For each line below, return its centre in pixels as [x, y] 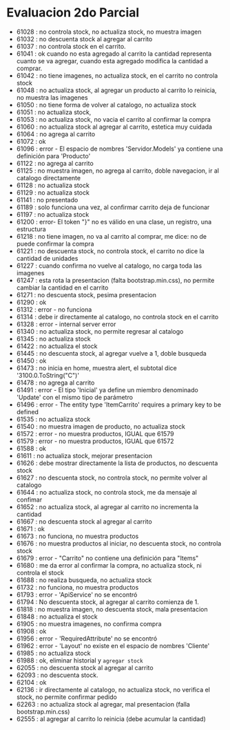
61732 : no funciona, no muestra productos [77, 587]
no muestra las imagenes [52, 97]
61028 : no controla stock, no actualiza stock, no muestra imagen [109, 32]
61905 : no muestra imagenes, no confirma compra [89, 623]
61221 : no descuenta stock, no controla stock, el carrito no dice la [110, 251]
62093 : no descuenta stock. [57, 675]
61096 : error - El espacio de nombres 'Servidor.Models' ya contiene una [119, 149]
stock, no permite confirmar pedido [67, 697]
